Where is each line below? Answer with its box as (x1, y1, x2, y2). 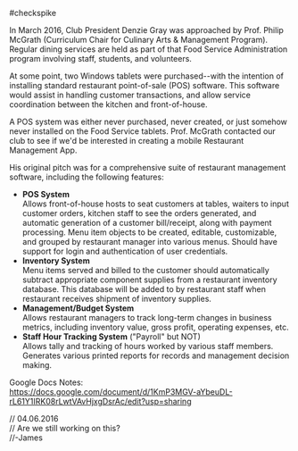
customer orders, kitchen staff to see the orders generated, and (21, 208, 257, 218)
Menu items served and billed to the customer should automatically (21, 265, 269, 275)
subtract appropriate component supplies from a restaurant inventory (21, 274, 277, 285)
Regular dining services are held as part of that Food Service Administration (9, 44, 288, 54)
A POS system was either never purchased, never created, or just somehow (9, 116, 288, 127)
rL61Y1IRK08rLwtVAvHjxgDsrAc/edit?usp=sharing (9, 397, 192, 406)
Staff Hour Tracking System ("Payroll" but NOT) (21, 331, 201, 342)
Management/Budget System (21, 303, 135, 313)
